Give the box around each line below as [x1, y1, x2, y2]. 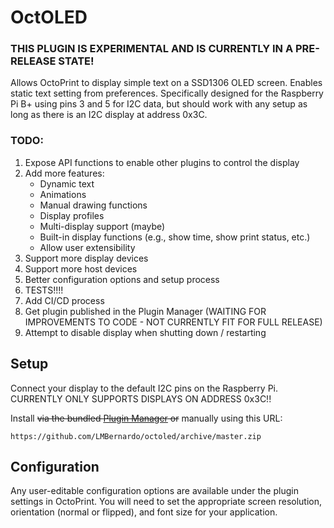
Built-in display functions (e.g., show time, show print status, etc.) [39, 231, 311, 243]
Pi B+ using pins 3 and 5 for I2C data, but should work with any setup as [10, 98, 308, 110]
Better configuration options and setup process [24, 273, 220, 285]
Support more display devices [24, 252, 149, 264]
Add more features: [24, 167, 105, 179]
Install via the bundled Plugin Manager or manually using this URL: [10, 412, 283, 424]
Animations [39, 188, 87, 200]
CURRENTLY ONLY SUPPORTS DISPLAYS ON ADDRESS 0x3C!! [10, 392, 272, 405]
